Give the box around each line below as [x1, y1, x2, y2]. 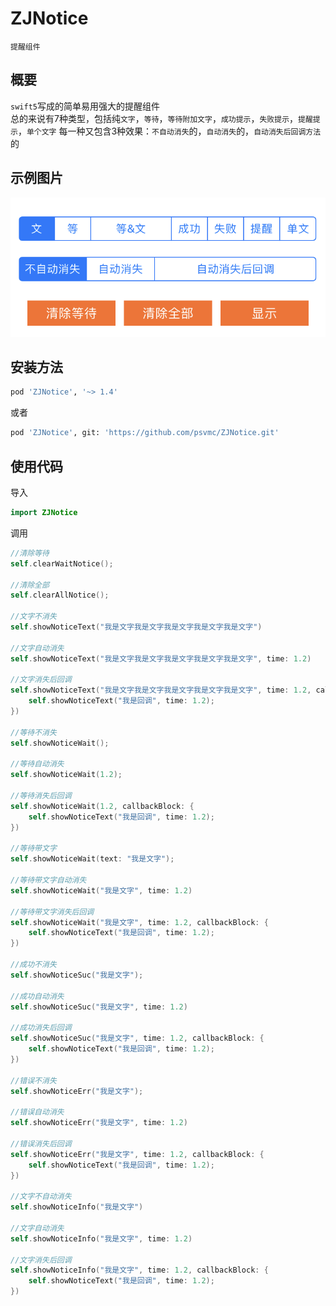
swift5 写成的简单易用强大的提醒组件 [10, 100, 160, 112]
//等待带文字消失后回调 [10, 907, 95, 917]
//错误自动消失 [10, 1107, 65, 1117]
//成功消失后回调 [10, 1023, 72, 1033]
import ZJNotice [10, 508, 78, 518]
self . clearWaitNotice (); [10, 558, 114, 569]
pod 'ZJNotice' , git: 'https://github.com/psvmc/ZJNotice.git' [10, 428, 280, 438]
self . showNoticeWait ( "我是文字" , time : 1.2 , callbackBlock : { [10, 917, 269, 927]
